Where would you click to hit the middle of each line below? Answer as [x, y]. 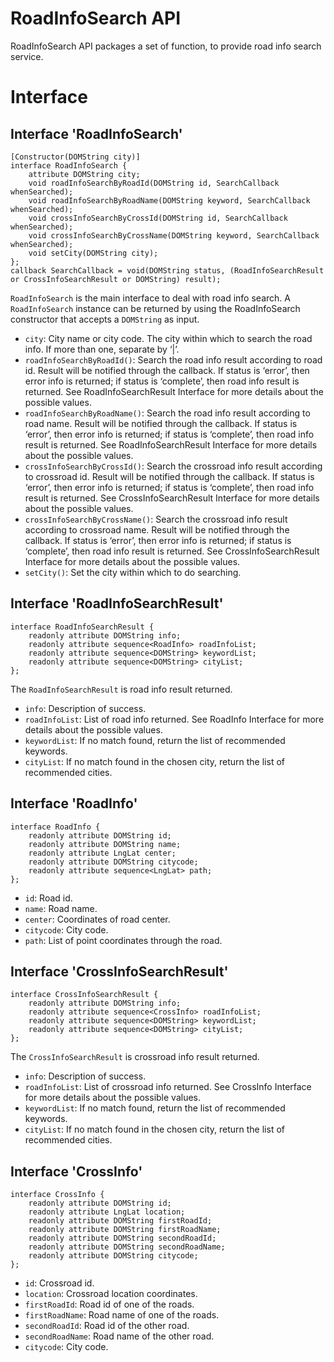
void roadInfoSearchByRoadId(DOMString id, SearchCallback [154, 183]
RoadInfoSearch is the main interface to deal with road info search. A [150, 298]
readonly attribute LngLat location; [107, 1212]
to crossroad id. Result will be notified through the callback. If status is [169, 476]
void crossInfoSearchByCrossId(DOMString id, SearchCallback [158, 218]
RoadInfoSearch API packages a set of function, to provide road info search [166, 46]
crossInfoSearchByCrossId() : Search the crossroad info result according [173, 466]
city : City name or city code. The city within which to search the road [168, 338]
